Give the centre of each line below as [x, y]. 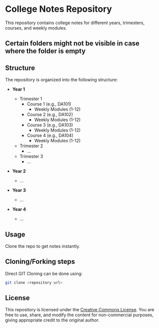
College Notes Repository [59, 9]
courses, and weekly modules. [36, 28]
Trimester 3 [31, 157]
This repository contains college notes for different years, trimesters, [75, 23]
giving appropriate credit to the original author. [52, 320]
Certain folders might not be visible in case [72, 44]
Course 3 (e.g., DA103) [50, 125]
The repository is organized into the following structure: [62, 80]
